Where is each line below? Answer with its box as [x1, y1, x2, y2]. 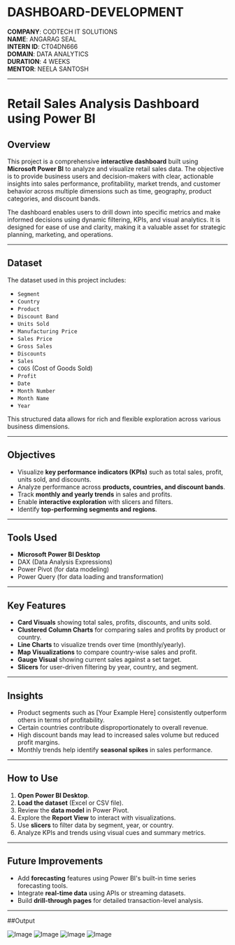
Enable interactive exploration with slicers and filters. [17, 497, 173, 505]
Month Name [17, 395, 50, 402]
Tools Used [7, 531, 57, 543]
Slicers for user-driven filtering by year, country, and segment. [17, 663, 199, 672]
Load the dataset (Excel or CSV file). [17, 798, 124, 807]
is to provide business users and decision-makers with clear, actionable [7, 172, 214, 180]
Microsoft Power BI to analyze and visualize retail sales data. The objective [7, 164, 225, 172]
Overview [7, 138, 51, 151]
